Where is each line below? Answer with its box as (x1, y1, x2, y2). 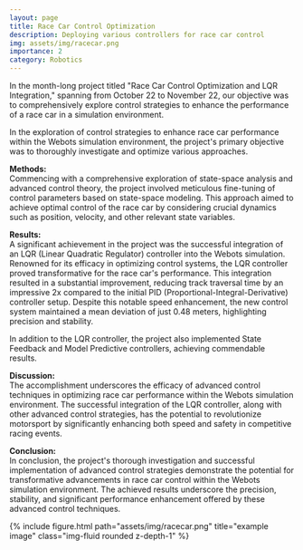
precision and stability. (9, 316, 93, 326)
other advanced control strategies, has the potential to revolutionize (9, 409, 262, 420)
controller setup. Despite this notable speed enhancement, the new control (9, 296, 289, 307)
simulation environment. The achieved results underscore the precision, (9, 484, 277, 495)
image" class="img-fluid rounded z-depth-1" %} (9, 531, 190, 541)
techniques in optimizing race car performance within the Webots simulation (9, 390, 294, 400)
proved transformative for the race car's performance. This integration (9, 268, 272, 278)
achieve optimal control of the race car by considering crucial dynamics (9, 202, 278, 213)
